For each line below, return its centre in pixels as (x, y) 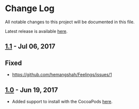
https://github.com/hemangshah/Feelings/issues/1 (62, 75)
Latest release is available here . (36, 31)
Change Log (30, 8)
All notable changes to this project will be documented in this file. (70, 22)
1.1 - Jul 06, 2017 (30, 47)
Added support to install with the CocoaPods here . (62, 101)
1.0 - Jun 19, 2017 (31, 90)
